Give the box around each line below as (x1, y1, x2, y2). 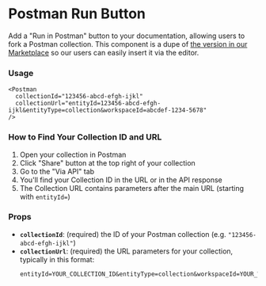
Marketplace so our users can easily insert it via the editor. (8, 48, 199, 57)
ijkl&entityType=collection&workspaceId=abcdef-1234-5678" (8, 106, 207, 115)
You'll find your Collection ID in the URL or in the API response (19, 175, 223, 185)
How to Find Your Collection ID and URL (8, 132, 162, 143)
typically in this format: (19, 254, 95, 264)
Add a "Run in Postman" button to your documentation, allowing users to (8, 31, 245, 40)
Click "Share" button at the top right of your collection (19, 158, 196, 167)
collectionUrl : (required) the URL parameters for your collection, (19, 246, 234, 256)
